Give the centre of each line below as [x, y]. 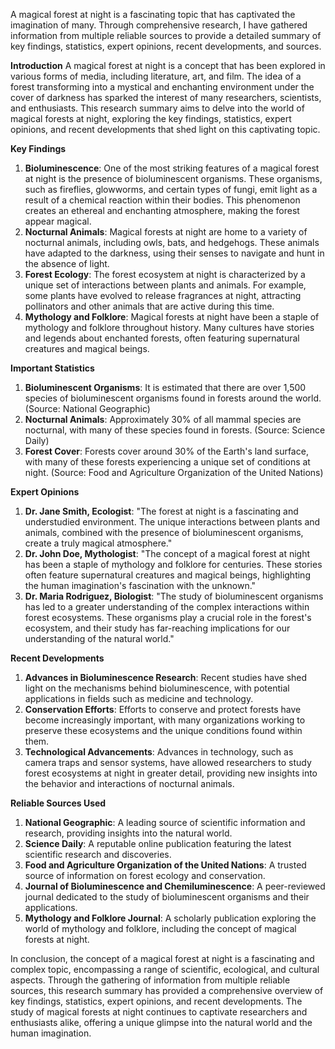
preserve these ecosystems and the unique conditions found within [163, 730]
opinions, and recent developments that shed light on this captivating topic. [165, 129]
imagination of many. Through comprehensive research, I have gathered [159, 25]
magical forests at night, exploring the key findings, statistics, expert [151, 118]
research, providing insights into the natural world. [128, 833]
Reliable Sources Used [58, 803]
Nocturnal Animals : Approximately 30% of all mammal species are [163, 419]
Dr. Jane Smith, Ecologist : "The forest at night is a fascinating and [161, 511]
